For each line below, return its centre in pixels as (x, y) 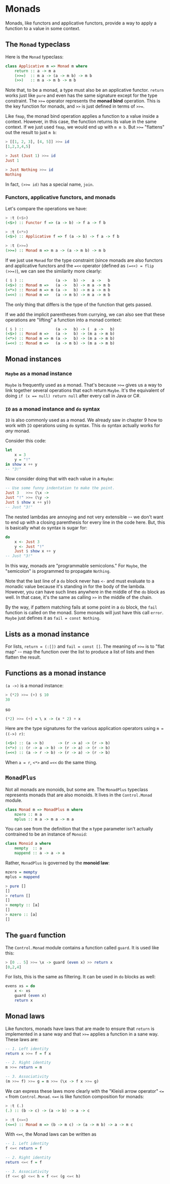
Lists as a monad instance (47, 634)
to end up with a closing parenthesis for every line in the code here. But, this (85, 522)
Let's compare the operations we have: (46, 208)
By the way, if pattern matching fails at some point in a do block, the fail (81, 607)
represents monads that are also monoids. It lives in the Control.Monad (79, 795)
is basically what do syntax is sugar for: (46, 527)
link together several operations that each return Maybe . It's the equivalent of (85, 390)
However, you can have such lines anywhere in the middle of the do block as (85, 592)
